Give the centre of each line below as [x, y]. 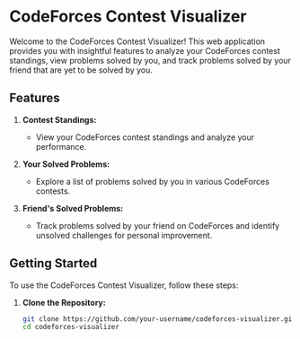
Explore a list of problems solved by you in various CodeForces [152, 181]
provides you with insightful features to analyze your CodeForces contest [145, 50]
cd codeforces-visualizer [71, 327]
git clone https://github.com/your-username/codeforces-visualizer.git [159, 319]
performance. [61, 146]
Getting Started [53, 263]
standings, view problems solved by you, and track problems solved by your [150, 60]
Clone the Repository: [64, 302]
